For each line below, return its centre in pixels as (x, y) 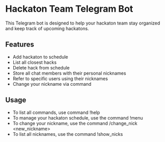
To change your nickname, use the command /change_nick (75, 123)
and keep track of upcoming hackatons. (47, 28)
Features (20, 45)
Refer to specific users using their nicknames (60, 78)
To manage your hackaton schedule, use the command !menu (78, 117)
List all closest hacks (35, 62)
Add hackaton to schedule (40, 57)
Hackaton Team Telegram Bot (69, 9)
